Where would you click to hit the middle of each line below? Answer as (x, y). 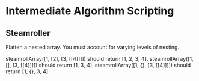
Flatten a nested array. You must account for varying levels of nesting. (93, 47)
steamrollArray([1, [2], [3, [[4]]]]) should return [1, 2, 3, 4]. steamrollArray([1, (99, 59)
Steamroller (28, 33)
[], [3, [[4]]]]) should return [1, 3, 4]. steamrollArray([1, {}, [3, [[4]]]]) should (98, 65)
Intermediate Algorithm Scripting (90, 11)
